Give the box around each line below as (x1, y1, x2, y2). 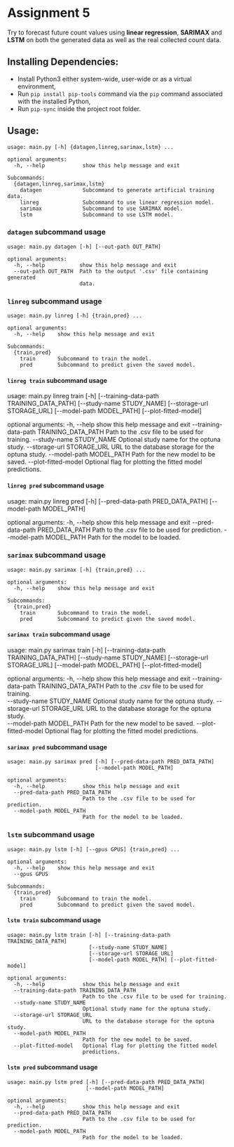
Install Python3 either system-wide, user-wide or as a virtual (17, 74, 192, 83)
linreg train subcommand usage (7, 376, 107, 384)
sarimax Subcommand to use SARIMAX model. (20, 205, 184, 212)
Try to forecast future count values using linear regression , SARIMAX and (7, 28, 223, 37)
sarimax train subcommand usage (7, 630, 111, 638)
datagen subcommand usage (7, 227, 106, 237)
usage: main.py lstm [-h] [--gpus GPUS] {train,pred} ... (7, 846, 180, 853)
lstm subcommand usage (7, 830, 95, 840)
